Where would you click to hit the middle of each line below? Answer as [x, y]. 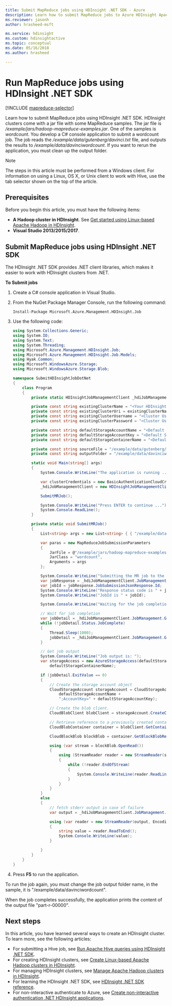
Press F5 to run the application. [46, 874]
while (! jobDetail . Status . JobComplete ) [83, 623]
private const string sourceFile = [69, 449]
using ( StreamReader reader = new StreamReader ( [112, 755]
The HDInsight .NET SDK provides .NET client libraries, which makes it [79, 267]
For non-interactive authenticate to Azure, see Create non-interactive [86, 993]
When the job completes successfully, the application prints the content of [84, 900]
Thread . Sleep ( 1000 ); [71, 633]
